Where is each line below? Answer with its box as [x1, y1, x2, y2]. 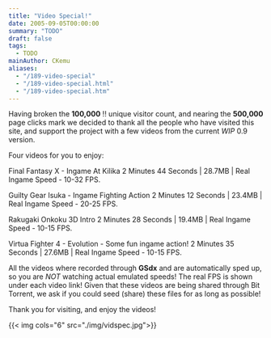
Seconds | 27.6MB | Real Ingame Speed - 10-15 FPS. [8, 247, 182, 257]
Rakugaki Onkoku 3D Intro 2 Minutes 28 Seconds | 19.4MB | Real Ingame [8, 215, 251, 225]
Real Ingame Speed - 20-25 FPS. [8, 199, 119, 209]
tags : [8, 42, 27, 50]
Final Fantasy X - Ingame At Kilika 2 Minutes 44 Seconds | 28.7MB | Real [8, 167, 251, 176]
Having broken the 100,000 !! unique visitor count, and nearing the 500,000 [8, 109, 264, 119]
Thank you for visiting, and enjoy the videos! [8, 305, 156, 315]
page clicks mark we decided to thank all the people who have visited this [8, 118, 255, 128]
